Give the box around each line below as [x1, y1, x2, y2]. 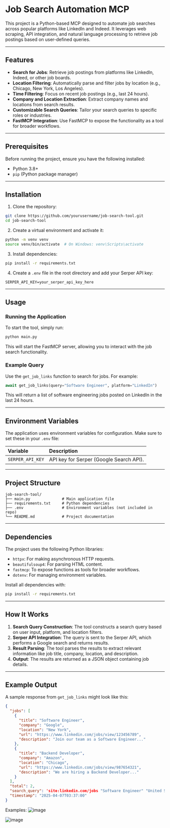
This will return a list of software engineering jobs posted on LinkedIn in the [5, 392, 162, 398]
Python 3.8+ [12, 165, 39, 171]
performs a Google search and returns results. [12, 639, 110, 646]
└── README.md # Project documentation [5, 514, 114, 519]
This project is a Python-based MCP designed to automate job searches [5, 20, 156, 26]
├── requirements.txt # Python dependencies [5, 501, 110, 506]
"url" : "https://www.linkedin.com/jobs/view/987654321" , [18, 765, 142, 770]
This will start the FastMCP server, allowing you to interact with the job [5, 344, 152, 350]
